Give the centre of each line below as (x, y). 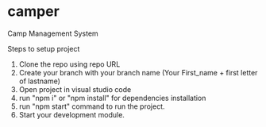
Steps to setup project (44, 48)
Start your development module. (71, 114)
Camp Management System (53, 33)
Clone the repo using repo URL (69, 64)
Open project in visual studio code (75, 89)
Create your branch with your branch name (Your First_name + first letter (138, 72)
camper (34, 12)
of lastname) (40, 81)
